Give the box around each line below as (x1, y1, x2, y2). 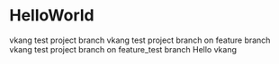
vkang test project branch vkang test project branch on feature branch (9, 35, 271, 45)
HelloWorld (9, 5, 94, 26)
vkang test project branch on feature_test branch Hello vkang (9, 44, 237, 54)
